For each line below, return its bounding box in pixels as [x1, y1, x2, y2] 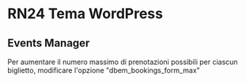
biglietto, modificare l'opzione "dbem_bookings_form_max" [7, 66, 201, 75]
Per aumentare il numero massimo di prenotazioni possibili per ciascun [7, 57, 238, 66]
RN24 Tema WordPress [7, 5, 164, 23]
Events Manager [7, 36, 90, 50]
